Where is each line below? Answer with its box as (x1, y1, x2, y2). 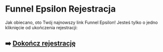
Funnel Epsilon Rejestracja (5, 3, 116, 15)
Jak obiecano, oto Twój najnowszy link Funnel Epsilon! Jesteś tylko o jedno (5, 19, 158, 25)
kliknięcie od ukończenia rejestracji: (5, 24, 78, 30)
